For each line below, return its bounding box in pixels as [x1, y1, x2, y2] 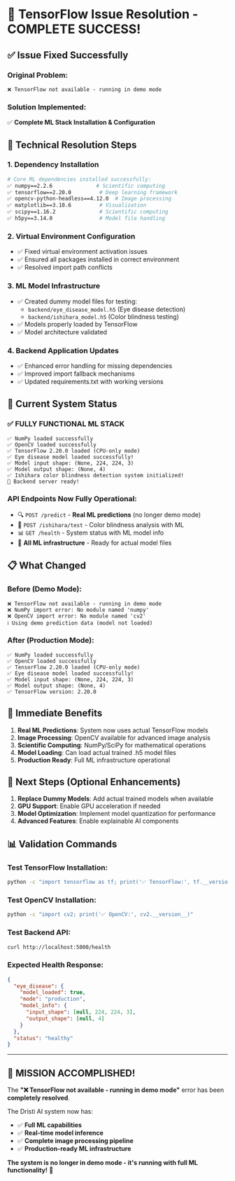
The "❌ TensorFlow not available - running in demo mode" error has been [7, 1086, 225, 1094]
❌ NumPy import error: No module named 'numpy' [7, 606, 150, 613]
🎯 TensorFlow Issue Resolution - [7, 6, 199, 22]
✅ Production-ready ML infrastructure [17, 1145, 131, 1153]
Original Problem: [7, 70, 69, 80]
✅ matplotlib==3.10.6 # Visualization [7, 202, 147, 209]
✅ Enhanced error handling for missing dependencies [17, 361, 173, 370]
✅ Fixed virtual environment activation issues [17, 247, 148, 256]
